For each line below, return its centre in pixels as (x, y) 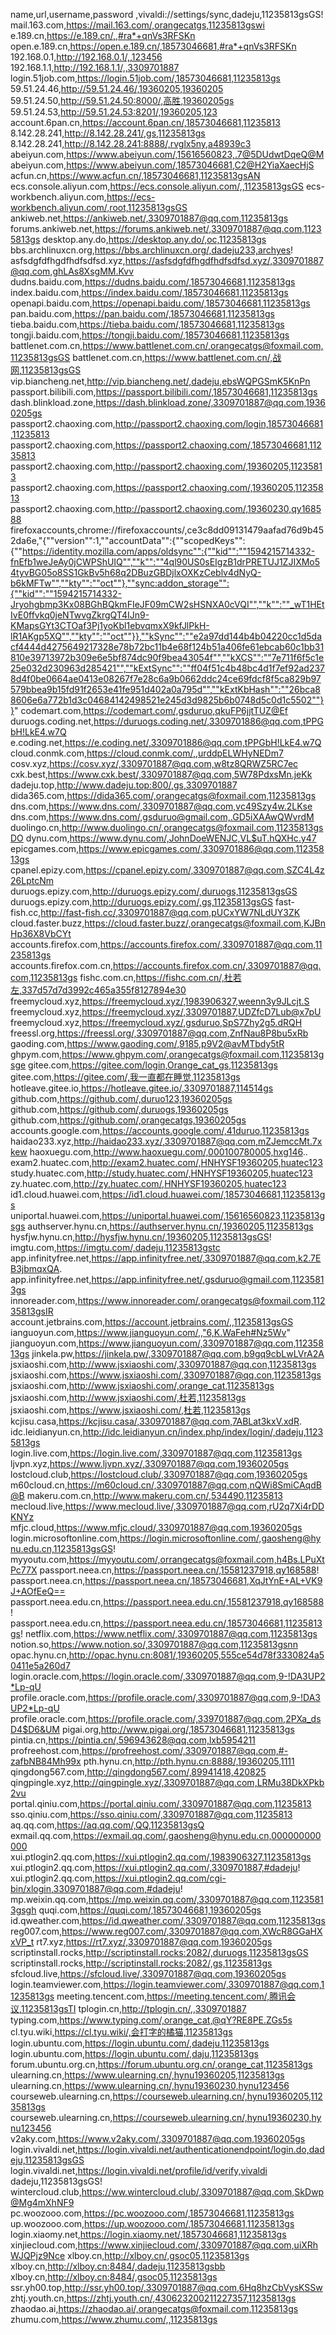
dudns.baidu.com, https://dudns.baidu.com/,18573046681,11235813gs (153, 282)
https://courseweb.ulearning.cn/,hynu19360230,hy (217, 2117)
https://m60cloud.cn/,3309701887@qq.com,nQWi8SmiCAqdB (194, 1485)
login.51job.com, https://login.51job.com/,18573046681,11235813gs (145, 78)
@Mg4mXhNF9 (42, 2202)
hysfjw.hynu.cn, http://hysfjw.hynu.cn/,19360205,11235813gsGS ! (141, 1237)
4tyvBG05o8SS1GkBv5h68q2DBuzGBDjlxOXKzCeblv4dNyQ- (136, 572)
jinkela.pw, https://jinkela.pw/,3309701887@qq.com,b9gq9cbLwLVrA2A (178, 1353)
